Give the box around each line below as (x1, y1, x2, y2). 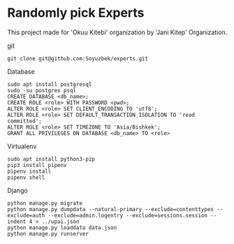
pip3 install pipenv (7, 162, 68, 168)
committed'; (7, 117, 42, 124)
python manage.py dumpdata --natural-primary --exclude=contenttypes (7, 206, 214, 213)
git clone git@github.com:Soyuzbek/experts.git (7, 55, 149, 62)
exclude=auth (7, 212, 45, 219)
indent (7, 218, 27, 225)
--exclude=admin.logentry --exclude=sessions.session (47, 212, 208, 219)
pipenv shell (7, 173, 45, 181)
